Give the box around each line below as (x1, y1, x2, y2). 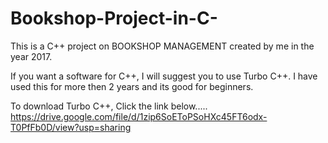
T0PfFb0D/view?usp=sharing (10, 121, 132, 133)
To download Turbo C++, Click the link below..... (10, 100, 208, 112)
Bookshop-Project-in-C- (10, 7, 218, 30)
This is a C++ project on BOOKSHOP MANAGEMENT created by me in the (10, 40, 315, 52)
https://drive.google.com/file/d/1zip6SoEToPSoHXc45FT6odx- (10, 110, 268, 122)
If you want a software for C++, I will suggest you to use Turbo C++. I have (10, 70, 318, 82)
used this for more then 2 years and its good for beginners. (10, 80, 254, 92)
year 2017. (10, 50, 53, 62)
